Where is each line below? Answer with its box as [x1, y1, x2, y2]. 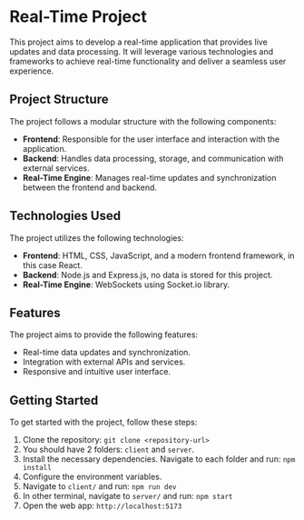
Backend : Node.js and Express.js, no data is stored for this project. [22, 269, 273, 280]
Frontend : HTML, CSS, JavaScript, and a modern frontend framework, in [22, 250, 295, 261]
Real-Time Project [9, 6, 147, 27]
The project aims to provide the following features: [9, 329, 198, 340]
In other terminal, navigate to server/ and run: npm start [22, 491, 233, 502]
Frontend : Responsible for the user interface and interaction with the [22, 134, 280, 145]
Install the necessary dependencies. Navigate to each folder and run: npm [22, 454, 296, 465]
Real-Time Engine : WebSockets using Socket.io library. [22, 279, 230, 290]
